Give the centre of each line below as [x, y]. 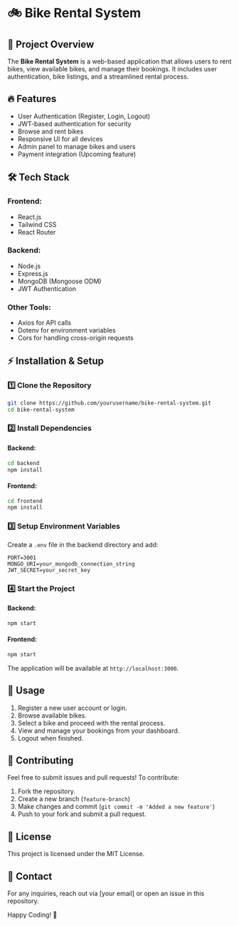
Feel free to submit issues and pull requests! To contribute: [94, 778]
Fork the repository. [47, 791]
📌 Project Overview [51, 44]
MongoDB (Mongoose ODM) [59, 281]
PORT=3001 [22, 558]
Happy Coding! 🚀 [32, 915]
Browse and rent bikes [51, 131]
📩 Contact [30, 876]
